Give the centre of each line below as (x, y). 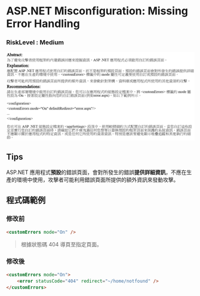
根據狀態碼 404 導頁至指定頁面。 (61, 245)
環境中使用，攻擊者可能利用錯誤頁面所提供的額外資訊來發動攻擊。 (98, 179)
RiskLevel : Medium (35, 42)
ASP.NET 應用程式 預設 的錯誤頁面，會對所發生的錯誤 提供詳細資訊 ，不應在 (96, 172)
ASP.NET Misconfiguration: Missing (97, 11)
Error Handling (43, 24)
